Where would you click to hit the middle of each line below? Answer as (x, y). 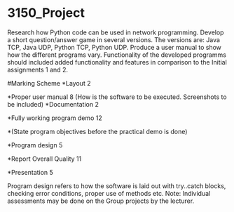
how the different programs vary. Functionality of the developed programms (117, 55)
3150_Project (46, 13)
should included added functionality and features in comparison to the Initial (117, 62)
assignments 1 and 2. (38, 69)
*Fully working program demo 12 (55, 118)
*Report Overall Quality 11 (44, 159)
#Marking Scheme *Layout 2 (49, 83)
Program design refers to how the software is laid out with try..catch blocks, (117, 186)
